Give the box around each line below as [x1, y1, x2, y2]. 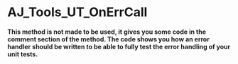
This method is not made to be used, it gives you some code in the [7, 27, 206, 36]
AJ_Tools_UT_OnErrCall [7, 4, 148, 20]
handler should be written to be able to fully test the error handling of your [7, 42, 231, 51]
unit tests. [7, 50, 38, 58]
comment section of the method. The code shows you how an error [7, 34, 210, 43]
